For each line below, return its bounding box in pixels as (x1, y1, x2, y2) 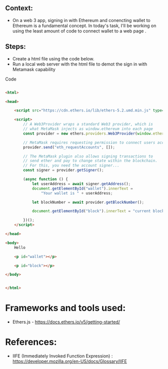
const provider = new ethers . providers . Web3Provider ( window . (23, 131, 153, 136)
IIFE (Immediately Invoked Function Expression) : (12, 353, 113, 359)
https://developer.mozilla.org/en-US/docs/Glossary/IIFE (12, 358, 127, 364)
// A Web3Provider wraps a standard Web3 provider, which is (23, 122, 153, 127)
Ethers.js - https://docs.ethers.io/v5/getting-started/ (12, 319, 120, 325)
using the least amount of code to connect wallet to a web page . (12, 27, 146, 34)
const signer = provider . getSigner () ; (23, 167, 104, 173)
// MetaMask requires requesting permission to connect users (23, 140, 155, 145)
